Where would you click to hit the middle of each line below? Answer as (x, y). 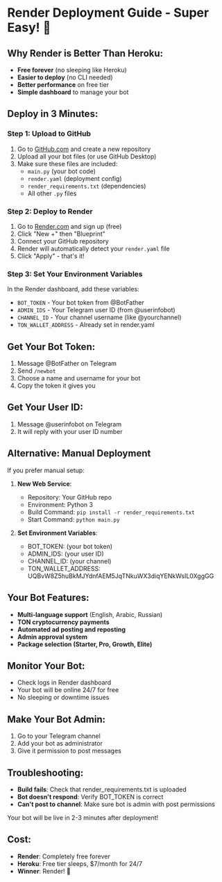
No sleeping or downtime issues (63, 698)
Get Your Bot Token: (51, 347)
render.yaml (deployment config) (75, 178)
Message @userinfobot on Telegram (69, 424)
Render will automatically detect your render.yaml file (93, 248)
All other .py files (52, 193)
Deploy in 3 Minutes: (53, 114)
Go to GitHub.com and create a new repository (84, 149)
